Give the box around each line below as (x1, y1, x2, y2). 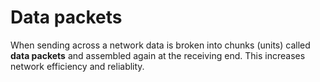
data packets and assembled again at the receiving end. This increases (10, 49, 306, 61)
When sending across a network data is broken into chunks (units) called (10, 39, 311, 51)
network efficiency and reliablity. (10, 60, 145, 72)
